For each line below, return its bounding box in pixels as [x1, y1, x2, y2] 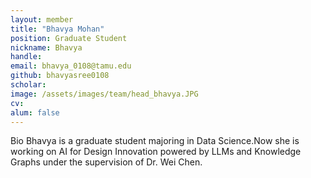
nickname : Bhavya [10, 42, 83, 53]
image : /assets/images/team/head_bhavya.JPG [10, 89, 199, 99]
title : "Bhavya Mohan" [10, 24, 105, 34]
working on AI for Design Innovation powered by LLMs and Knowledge [10, 146, 302, 158]
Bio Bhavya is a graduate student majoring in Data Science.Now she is [10, 135, 300, 147]
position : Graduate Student [10, 33, 128, 43]
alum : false [10, 107, 60, 118]
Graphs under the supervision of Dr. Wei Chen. [10, 156, 203, 168]
